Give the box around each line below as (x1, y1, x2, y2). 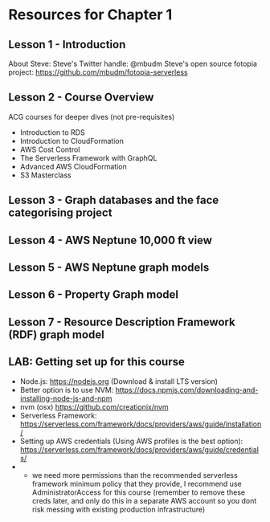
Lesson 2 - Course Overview (8, 91, 154, 104)
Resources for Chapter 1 (8, 6, 173, 24)
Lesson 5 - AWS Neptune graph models (8, 260, 210, 274)
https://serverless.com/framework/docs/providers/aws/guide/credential (19, 444, 260, 455)
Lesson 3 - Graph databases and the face (8, 194, 219, 207)
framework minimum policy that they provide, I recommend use (31, 479, 243, 488)
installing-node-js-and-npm (19, 394, 112, 403)
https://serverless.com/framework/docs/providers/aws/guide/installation (19, 419, 262, 429)
